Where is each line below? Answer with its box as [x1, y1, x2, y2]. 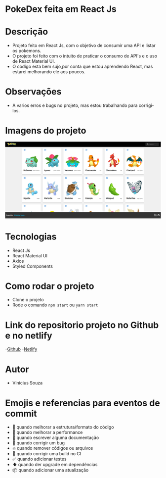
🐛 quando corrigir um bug [12, 440, 65, 446]
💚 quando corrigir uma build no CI [12, 451, 82, 457]
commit [5, 408, 37, 419]
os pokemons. [12, 48, 41, 54]
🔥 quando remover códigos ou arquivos [12, 445, 93, 451]
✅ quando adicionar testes [12, 456, 67, 462]
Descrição [5, 26, 48, 38]
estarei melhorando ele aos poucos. [12, 69, 85, 75]
